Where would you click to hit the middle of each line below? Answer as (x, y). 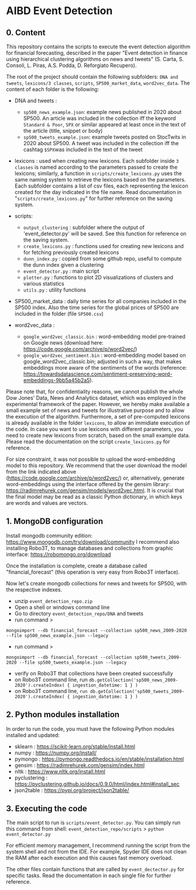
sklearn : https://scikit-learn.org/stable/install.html (75, 746)
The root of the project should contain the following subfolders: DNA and (92, 77)
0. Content (26, 33)
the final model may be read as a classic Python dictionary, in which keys (94, 497)
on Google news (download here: (63, 343)
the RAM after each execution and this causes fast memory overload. (90, 858)
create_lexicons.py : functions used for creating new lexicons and (104, 246)
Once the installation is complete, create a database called (77, 566)
